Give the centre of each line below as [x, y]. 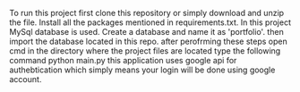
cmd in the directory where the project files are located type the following [145, 51]
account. [26, 79]
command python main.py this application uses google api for [123, 60]
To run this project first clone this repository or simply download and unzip [147, 13]
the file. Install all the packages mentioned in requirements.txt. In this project [150, 22]
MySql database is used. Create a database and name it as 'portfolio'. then [146, 32]
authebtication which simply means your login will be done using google [142, 70]
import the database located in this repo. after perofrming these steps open [149, 41]
